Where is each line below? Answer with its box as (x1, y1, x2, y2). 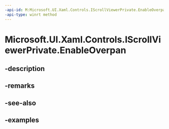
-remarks (5, 82, 35, 90)
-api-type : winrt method (5, 12, 57, 17)
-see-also (5, 99, 36, 107)
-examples (5, 116, 39, 124)
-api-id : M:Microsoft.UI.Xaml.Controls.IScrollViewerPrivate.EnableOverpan (5, 7, 167, 13)
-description (5, 64, 45, 73)
